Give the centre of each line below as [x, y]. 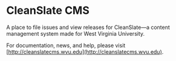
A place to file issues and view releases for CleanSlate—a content [88, 27]
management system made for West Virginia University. [76, 33]
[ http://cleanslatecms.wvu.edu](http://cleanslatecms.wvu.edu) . [85, 51]
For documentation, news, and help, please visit [66, 45]
